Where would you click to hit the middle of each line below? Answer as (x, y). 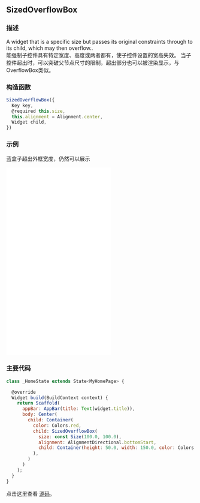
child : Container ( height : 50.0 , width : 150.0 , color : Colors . (117, 448)
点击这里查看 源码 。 (31, 493)
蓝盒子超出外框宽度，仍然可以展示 (48, 158)
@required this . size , (39, 111)
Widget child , (29, 122)
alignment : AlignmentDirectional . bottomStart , (97, 442)
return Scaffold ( (39, 403)
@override (24, 392)
